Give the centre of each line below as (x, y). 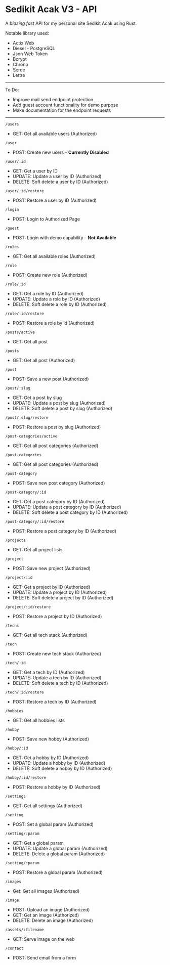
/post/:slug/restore (27, 418)
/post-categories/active (31, 436)
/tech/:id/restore (25, 692)
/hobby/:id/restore (26, 777)
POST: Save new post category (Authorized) (59, 483)
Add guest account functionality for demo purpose (66, 105)
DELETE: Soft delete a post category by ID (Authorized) (70, 512)
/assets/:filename (25, 930)
